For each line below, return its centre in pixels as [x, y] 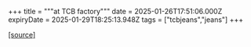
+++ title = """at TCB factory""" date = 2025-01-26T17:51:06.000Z [115, 11]
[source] [22, 35]
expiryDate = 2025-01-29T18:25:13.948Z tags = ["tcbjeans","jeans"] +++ [126, 20]
